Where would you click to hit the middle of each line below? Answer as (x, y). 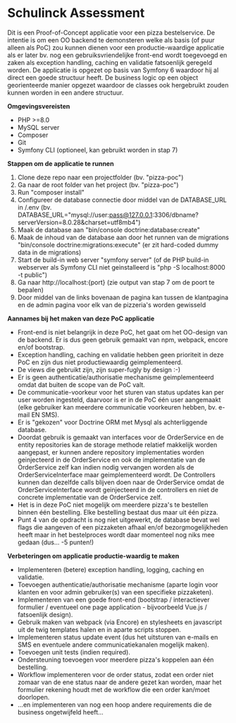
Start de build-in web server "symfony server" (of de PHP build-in (113, 260)
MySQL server (38, 127)
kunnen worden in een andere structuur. (66, 92)
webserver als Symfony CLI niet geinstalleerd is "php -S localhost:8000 (121, 267)
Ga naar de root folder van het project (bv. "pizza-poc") (98, 184)
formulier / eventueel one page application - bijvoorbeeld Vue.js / (112, 607)
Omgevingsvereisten (39, 106)
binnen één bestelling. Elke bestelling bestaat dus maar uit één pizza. (118, 512)
